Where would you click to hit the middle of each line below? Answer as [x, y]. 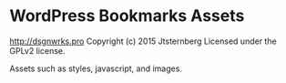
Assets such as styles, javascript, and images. [96, 68]
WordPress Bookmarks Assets [127, 16]
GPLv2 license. [37, 50]
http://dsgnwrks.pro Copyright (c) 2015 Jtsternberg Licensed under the [143, 41]
